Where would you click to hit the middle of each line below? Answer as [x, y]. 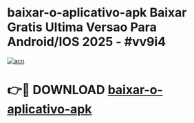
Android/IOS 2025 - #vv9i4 [87, 42]
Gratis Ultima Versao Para [82, 27]
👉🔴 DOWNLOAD [56, 90]
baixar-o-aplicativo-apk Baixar [97, 13]
